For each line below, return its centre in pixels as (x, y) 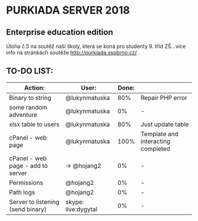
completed (156, 148)
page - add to (29, 165)
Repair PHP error (164, 97)
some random (28, 107)
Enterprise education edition (60, 32)
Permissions (26, 183)
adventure (23, 115)
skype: (75, 201)
